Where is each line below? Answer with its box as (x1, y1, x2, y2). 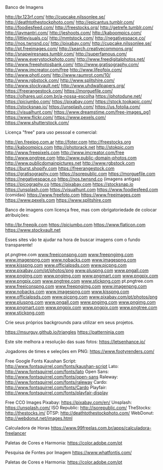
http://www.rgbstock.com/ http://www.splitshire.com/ (5, 77, 115, 83)
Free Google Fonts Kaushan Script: (5, 358, 77, 364)
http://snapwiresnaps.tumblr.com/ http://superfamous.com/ (5, 51, 127, 57)
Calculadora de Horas (5, 425, 50, 431)
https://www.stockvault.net (5, 227, 61, 233)
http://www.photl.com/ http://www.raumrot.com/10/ (5, 72, 111, 78)
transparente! (5, 242, 33, 248)
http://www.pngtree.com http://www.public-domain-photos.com (5, 155, 137, 161)
